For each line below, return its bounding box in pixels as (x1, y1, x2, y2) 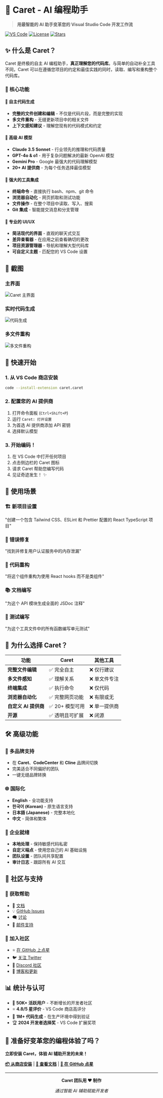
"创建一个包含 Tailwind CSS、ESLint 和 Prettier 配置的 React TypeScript (5, 517, 148, 522)
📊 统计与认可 (5, 984, 45, 992)
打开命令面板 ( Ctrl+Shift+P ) (12, 410, 68, 416)
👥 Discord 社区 (12, 962, 42, 968)
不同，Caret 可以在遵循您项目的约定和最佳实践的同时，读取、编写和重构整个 (5, 66, 158, 72)
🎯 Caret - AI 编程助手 (5, 4, 88, 16)
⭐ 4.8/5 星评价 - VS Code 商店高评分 (12, 1006, 86, 1012)
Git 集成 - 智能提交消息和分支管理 (12, 207, 79, 213)
